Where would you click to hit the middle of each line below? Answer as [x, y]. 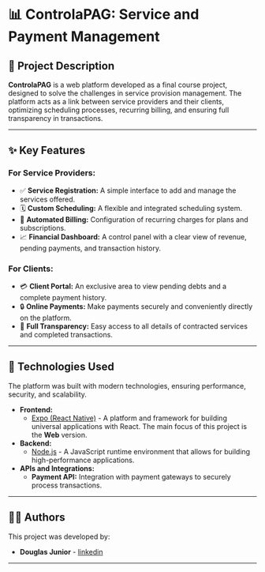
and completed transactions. [66, 334]
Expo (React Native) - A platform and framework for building [129, 418]
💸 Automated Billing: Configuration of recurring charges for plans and [134, 219]
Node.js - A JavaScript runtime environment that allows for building [141, 451]
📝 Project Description [62, 66]
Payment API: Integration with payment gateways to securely [131, 476]
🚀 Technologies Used [61, 367]
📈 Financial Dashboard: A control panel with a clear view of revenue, [133, 236]
